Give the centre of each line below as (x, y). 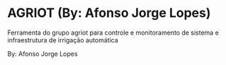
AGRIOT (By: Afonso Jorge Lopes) (109, 13)
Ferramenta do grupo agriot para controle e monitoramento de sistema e (113, 32)
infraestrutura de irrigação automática (63, 40)
